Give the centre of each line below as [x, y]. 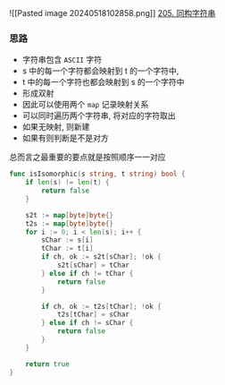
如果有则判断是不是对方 [65, 138]
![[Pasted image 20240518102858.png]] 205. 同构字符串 [112, 13]
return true [47, 364]
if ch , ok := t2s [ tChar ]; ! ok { [102, 306]
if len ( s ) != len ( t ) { [67, 183]
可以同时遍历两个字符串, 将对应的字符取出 [99, 115]
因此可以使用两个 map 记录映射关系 [85, 105]
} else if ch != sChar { [87, 323]
